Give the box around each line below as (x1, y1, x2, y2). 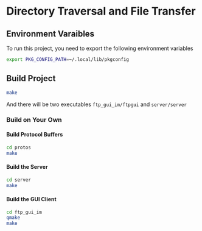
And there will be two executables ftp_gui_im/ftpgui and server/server (6, 101, 187, 108)
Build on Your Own (6, 116, 62, 124)
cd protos (6, 144, 32, 151)
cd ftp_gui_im (6, 209, 43, 215)
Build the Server (6, 163, 48, 171)
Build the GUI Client (6, 195, 57, 202)
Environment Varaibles (6, 29, 95, 39)
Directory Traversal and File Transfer (6, 4, 196, 18)
